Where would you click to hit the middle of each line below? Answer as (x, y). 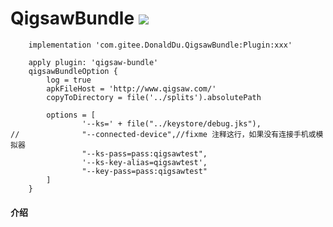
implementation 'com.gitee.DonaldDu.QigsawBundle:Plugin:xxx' (160, 45)
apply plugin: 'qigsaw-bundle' (93, 62)
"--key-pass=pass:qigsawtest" (144, 171)
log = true (69, 80)
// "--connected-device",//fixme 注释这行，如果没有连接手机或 (163, 134)
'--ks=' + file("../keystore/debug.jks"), (171, 123)
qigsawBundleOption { (73, 71)
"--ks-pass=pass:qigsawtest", (144, 153)
